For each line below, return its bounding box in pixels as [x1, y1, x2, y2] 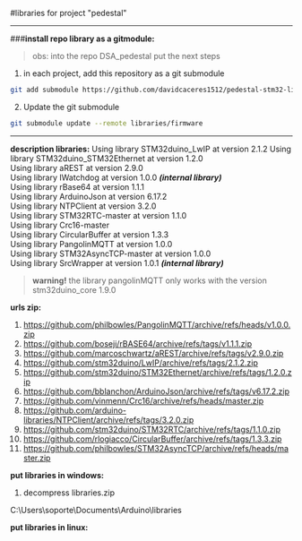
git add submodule [10, 85, 79, 94]
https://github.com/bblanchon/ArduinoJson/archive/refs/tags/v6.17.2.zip [22, 385, 290, 397]
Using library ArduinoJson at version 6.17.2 [10, 191, 168, 202]
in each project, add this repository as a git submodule [22, 68, 225, 79]
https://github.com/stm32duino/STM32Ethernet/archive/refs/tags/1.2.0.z [22, 366, 292, 377]
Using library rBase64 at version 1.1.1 [10, 181, 145, 192]
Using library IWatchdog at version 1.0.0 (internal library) [10, 172, 222, 183]
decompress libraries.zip [22, 487, 116, 498]
